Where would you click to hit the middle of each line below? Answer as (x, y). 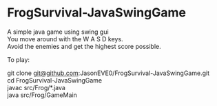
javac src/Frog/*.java (36, 87)
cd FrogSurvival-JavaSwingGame (54, 80)
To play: (18, 59)
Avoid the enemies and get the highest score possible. (84, 46)
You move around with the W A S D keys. (65, 39)
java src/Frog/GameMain (42, 95)
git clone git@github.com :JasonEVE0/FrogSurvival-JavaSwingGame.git (108, 73)
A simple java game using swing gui (58, 32)
